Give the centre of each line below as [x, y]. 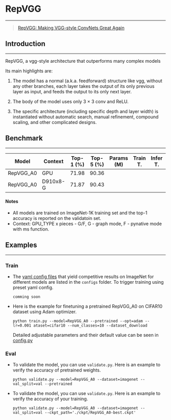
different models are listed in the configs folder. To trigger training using [88, 282]
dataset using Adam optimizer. [45, 311]
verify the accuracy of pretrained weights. [56, 370]
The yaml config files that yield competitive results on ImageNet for [83, 277]
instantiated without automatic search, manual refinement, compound [85, 117]
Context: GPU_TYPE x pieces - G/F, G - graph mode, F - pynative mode [87, 224]
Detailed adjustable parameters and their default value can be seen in [85, 335]
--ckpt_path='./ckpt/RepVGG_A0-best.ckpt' [91, 413]
